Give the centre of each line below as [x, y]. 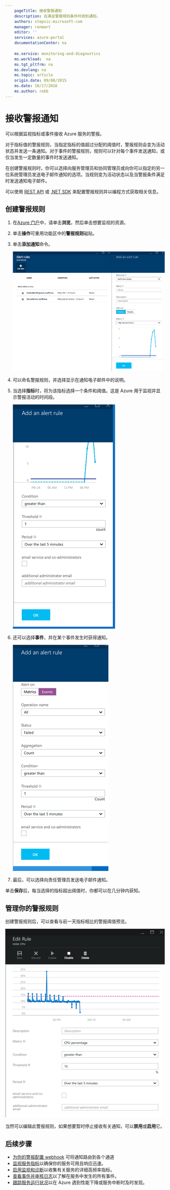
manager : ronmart [33, 27]
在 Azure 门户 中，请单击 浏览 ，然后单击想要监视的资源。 [70, 222]
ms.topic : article [34, 75]
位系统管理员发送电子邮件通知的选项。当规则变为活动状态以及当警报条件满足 [85, 174]
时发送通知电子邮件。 [27, 181]
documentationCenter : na [40, 43]
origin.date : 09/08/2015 [40, 81]
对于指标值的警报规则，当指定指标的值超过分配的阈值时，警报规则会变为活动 [85, 144]
